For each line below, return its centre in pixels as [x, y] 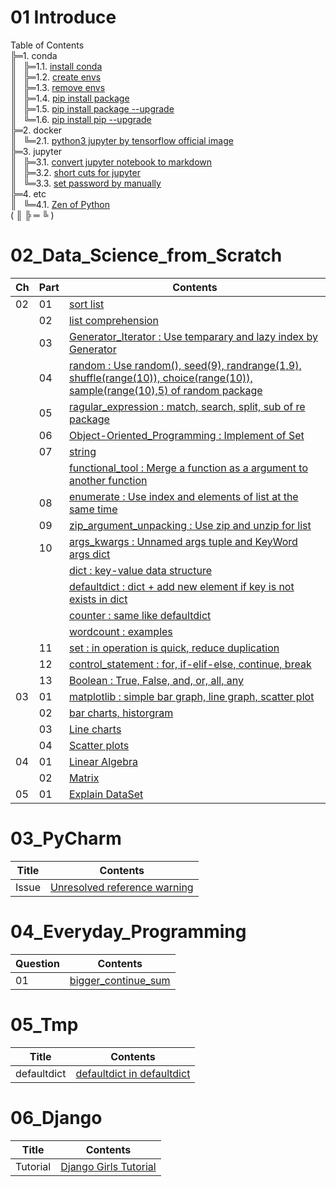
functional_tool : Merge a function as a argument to [188, 468]
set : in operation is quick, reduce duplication [174, 648]
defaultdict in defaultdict [133, 1073]
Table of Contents [47, 45]
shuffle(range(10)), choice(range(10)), [160, 378]
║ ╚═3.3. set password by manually [86, 183]
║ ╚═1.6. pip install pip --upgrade [81, 119]
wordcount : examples [120, 631]
